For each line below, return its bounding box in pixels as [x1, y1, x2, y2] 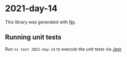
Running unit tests [5, 33, 62, 41]
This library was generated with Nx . [5, 19, 76, 25]
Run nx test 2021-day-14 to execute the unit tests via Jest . [5, 46, 123, 52]
